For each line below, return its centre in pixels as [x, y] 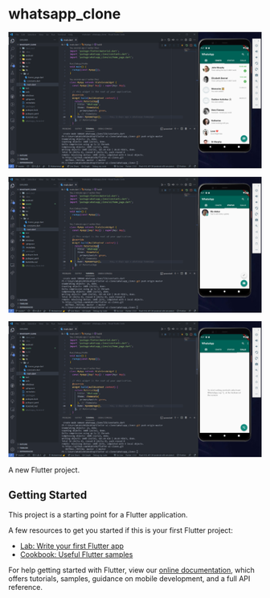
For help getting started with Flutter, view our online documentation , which [132, 570]
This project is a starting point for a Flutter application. [98, 514]
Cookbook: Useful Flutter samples [76, 554]
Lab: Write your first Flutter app [72, 546]
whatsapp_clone [65, 14]
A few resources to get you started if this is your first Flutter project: [121, 530]
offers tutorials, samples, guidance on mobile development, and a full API [129, 578]
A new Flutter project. [44, 470]
